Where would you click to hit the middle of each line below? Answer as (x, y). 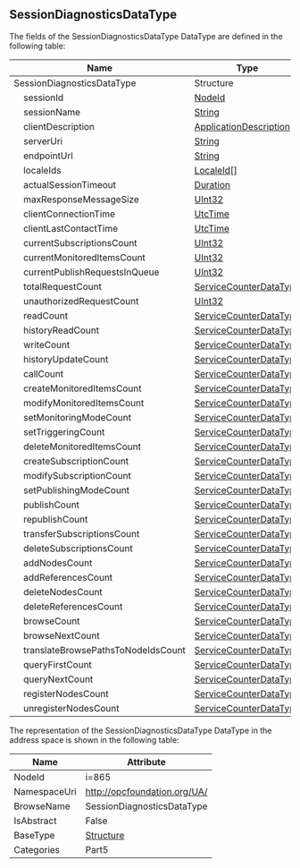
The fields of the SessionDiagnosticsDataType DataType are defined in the (146, 36)
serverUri (43, 140)
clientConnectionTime (70, 214)
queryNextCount (58, 679)
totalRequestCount (63, 286)
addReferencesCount (68, 577)
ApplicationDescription (242, 126)
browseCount (52, 621)
